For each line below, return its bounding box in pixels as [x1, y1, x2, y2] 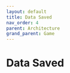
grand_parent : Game [6, 31, 55, 37]
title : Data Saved [6, 14, 52, 20]
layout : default [6, 8, 47, 15]
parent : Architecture [6, 25, 60, 31]
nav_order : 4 [6, 20, 39, 26]
